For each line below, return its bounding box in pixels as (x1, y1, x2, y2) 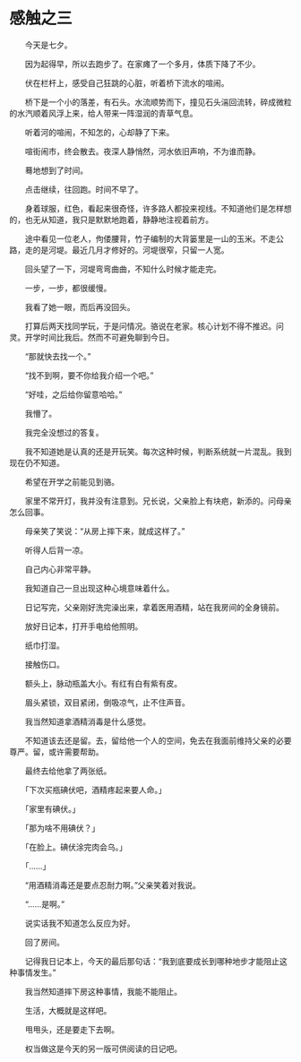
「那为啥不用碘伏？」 (24, 822, 100, 833)
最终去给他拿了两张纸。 (24, 765, 112, 776)
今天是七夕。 (24, 39, 73, 50)
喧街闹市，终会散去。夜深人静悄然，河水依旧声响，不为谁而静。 (24, 145, 261, 157)
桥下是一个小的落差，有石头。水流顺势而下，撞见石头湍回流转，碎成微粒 (24, 96, 292, 108)
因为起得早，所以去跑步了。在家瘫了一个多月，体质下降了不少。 (24, 58, 261, 69)
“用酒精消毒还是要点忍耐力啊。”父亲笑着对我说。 (24, 879, 202, 890)
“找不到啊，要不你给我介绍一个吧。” (24, 369, 154, 381)
